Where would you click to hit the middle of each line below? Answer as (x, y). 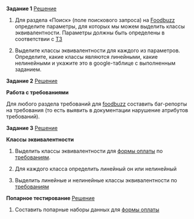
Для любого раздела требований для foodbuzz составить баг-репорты (97, 104)
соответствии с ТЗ (38, 39)
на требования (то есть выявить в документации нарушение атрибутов (97, 110)
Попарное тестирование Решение (51, 198)
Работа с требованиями (37, 92)
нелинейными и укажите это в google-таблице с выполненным (95, 63)
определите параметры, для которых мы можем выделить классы (100, 26)
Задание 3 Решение (32, 128)
